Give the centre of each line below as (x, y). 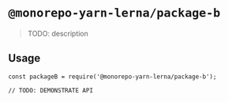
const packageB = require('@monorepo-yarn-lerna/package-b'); (112, 77)
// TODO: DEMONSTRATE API (50, 90)
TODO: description (58, 33)
